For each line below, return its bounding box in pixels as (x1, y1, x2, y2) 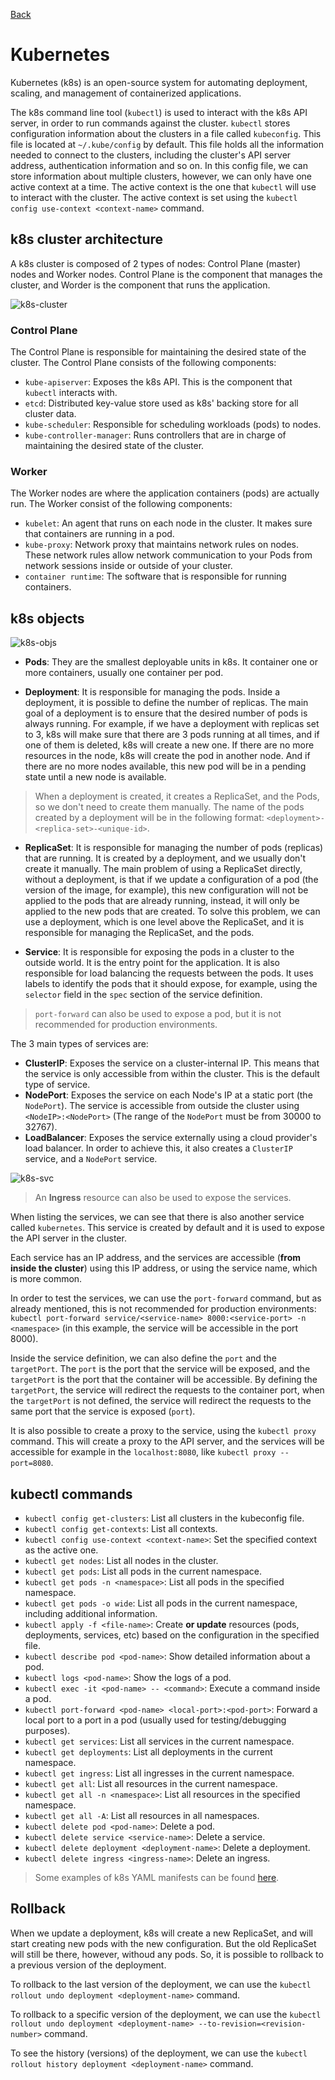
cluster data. (24, 408, 77, 420)
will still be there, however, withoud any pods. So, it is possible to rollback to (10, 1948, 324, 1960)
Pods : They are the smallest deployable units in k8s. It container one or (24, 656, 318, 668)
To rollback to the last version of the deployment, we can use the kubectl (10, 1978, 312, 1990)
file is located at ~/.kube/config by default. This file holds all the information (10, 138, 324, 150)
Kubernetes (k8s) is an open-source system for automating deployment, (10, 76, 308, 88)
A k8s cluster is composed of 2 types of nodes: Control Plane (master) (10, 257, 301, 269)
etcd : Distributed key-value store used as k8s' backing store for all (24, 397, 299, 409)
